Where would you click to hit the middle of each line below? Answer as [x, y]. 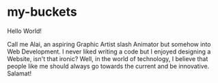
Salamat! [19, 73]
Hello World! [25, 31]
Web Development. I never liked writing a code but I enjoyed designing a [109, 51]
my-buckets [42, 12]
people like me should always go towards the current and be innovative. [108, 66]
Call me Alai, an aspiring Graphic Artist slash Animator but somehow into [109, 44]
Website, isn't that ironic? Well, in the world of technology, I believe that [108, 58]
